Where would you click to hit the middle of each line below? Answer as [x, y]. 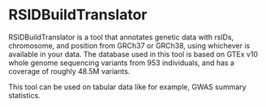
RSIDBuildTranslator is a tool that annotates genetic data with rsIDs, [121, 37]
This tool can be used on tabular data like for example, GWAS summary [127, 87]
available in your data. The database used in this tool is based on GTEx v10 [133, 54]
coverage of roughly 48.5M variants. [69, 71]
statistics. [24, 95]
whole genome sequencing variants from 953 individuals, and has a [122, 63]
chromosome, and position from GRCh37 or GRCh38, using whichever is [129, 45]
